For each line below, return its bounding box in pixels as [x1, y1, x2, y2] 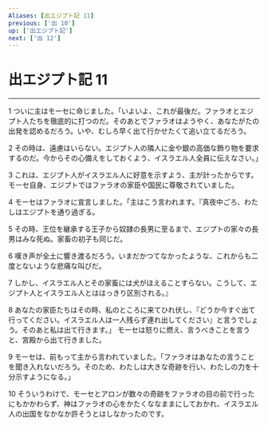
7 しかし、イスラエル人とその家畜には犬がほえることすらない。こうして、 [8, 278, 251, 288]
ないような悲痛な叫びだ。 [22, 261, 106, 271]
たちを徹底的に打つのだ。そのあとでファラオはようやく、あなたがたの [29, 117, 260, 126]
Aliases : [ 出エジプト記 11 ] [8, 11, 94, 20]
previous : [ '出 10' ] [8, 19, 76, 27]
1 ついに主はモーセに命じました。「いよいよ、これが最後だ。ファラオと [8, 106, 240, 116]
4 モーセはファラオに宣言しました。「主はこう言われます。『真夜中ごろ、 [8, 197, 245, 207]
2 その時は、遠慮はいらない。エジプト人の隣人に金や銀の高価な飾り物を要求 [8, 143, 259, 153]
